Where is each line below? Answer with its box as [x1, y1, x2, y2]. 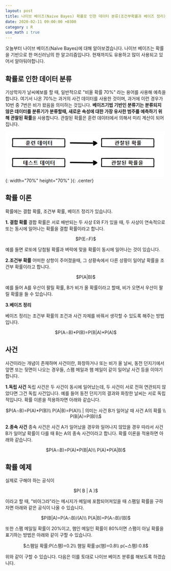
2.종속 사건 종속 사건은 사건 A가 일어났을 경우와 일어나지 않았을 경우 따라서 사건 [5, 423, 163, 430]
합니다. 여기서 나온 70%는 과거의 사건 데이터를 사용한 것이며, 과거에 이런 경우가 [5, 95, 163, 101]
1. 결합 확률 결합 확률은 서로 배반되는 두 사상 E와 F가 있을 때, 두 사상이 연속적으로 [5, 219, 165, 225]
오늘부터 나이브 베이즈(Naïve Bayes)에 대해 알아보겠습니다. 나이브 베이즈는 [5, 45, 155, 51]
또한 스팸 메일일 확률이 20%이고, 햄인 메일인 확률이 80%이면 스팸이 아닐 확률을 [5, 525, 164, 532]
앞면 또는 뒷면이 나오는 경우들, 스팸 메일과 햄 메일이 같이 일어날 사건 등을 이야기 [5, 366, 163, 373]
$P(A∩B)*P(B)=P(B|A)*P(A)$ [55, 329, 117, 335]
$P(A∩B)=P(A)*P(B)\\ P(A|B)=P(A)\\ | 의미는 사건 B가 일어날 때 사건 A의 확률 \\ [6, 407, 166, 414]
